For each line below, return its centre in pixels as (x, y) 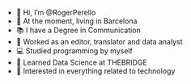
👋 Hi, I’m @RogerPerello (56, 13)
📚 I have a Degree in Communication (79, 30)
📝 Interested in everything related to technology (95, 71)
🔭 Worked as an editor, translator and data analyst (100, 42)
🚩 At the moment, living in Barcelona (76, 21)
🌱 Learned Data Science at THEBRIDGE (81, 62)
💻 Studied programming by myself (74, 51)
